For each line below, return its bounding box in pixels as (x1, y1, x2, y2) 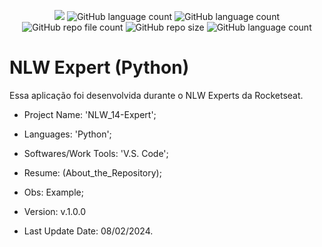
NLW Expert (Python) (9, 56, 190, 79)
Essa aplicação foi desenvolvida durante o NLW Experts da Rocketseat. (9, 89, 304, 101)
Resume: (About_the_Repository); (23, 166, 162, 179)
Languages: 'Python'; (23, 128, 112, 140)
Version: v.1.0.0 (23, 205, 87, 217)
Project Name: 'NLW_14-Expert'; (23, 108, 157, 120)
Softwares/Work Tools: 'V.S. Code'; (23, 147, 169, 159)
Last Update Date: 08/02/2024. (23, 225, 154, 237)
